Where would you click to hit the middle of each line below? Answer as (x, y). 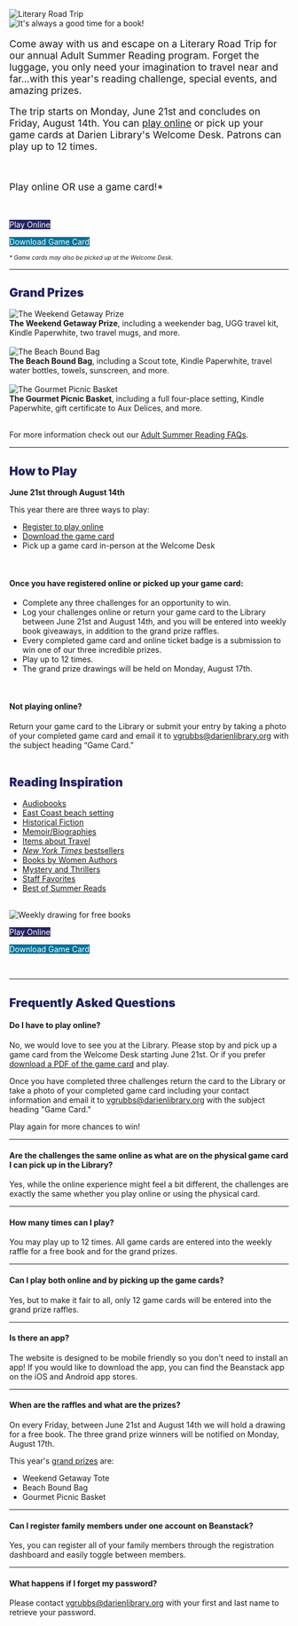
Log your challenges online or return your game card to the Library (144, 612)
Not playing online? (46, 706)
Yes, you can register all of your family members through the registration (142, 1545)
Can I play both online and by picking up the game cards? (117, 1280)
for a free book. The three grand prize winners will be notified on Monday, (144, 1434)
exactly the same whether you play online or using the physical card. (135, 1194)
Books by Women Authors (70, 860)
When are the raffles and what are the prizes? (95, 1405)
